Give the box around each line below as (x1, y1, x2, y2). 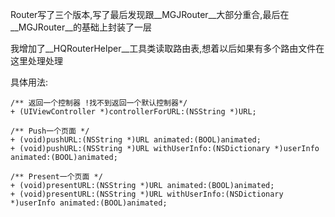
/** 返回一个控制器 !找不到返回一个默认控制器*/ (10, 98, 188, 108)
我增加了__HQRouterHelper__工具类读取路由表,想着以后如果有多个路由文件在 (10, 43, 325, 54)
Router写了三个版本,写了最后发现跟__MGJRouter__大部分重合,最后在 (10, 9, 290, 20)
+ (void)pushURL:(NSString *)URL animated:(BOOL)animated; (10, 135, 262, 145)
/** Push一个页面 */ (10, 126, 90, 136)
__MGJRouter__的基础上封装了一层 (10, 21, 152, 33)
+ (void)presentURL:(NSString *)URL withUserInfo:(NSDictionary (10, 189, 284, 199)
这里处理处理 (10, 55, 63, 67)
